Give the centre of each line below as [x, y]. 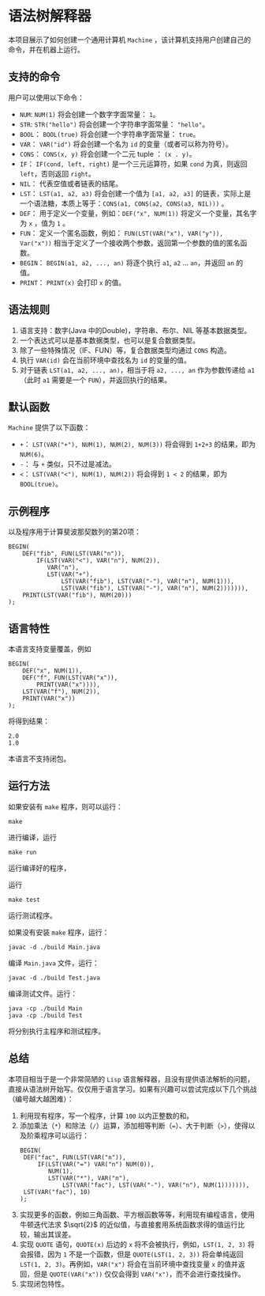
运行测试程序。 [32, 915]
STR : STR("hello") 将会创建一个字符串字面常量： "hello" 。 [114, 124]
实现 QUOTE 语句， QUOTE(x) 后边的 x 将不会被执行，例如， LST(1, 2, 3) [132, 1244]
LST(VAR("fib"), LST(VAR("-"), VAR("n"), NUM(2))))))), [155, 589]
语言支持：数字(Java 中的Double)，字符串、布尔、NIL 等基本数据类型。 [135, 330]
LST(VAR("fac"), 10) [57, 1192]
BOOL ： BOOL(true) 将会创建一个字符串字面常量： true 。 [110, 134]
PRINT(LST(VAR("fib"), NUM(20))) [77, 595]
